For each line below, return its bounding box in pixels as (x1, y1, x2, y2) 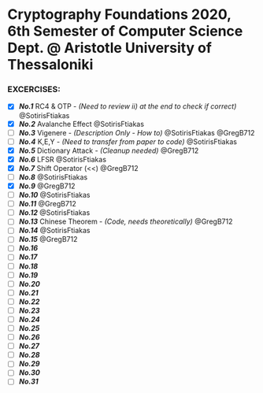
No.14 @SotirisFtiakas (18, 226, 91, 235)
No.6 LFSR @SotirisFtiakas (18, 154, 107, 164)
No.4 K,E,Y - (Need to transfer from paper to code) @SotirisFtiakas (18, 136, 238, 146)
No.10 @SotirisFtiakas (18, 191, 91, 200)
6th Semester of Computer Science (7, 22, 243, 40)
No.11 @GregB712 (18, 199, 76, 209)
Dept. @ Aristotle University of (7, 39, 212, 57)
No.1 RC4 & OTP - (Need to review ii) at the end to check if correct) (18, 102, 237, 111)
